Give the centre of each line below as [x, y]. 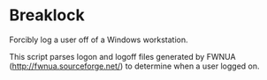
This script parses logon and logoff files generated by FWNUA [122, 56]
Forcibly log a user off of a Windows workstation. [99, 40]
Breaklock [47, 15]
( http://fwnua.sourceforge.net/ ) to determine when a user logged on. [134, 66]
